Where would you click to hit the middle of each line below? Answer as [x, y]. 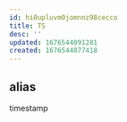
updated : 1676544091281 [54, 42]
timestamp [29, 108]
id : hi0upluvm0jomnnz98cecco [63, 17]
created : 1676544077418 [54, 51]
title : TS [28, 26]
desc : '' [25, 34]
